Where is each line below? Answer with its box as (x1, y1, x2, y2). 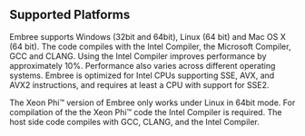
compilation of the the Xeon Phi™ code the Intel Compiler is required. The (9, 106, 282, 117)
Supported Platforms (9, 7, 131, 23)
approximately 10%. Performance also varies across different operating (9, 60, 276, 71)
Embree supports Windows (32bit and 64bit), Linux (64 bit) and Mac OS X (9, 31, 286, 42)
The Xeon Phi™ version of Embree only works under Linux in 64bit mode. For (9, 97, 296, 108)
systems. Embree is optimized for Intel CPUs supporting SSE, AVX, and (9, 70, 275, 81)
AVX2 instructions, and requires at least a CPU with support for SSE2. (9, 79, 270, 90)
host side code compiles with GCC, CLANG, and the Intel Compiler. (9, 116, 261, 127)
